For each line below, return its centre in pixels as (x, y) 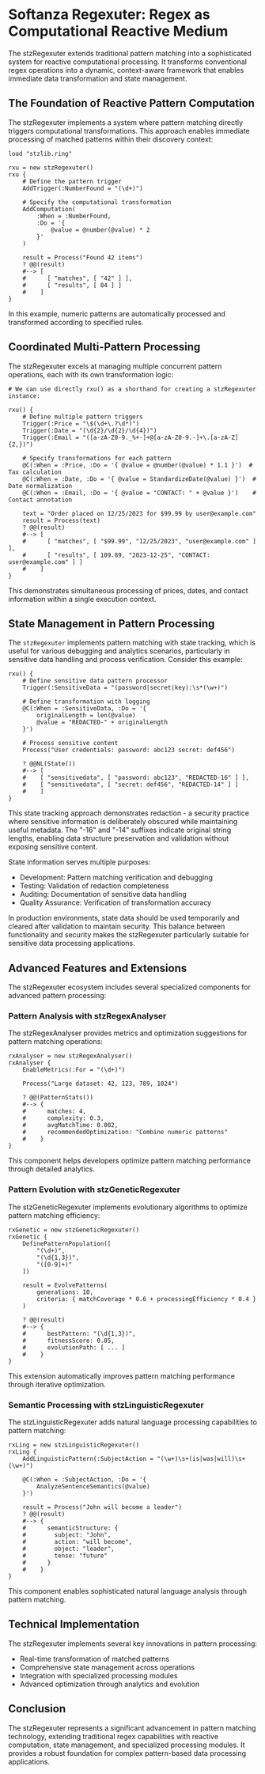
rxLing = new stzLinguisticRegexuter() (74, 1445)
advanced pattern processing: (57, 996)
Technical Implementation (74, 1624)
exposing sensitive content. (53, 847)
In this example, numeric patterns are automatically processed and (117, 313)
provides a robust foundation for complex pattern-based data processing (127, 1753)
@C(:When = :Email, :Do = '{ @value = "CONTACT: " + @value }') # (140, 493)
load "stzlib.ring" (40, 153)
